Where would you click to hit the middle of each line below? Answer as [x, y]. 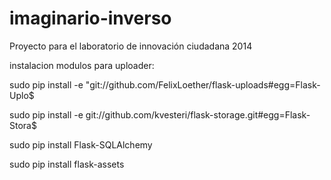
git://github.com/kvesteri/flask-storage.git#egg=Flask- [198, 114]
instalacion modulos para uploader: [82, 65]
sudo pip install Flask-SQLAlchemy [81, 144]
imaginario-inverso [90, 18]
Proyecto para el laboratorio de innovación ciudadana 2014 [131, 46]
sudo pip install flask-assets [67, 164]
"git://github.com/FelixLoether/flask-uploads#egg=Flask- [203, 84]
